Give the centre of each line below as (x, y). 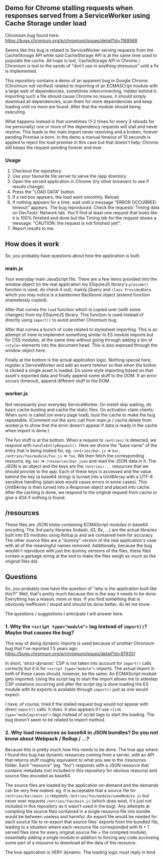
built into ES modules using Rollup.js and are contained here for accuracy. (80, 535)
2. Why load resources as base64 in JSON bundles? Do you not (82, 733)
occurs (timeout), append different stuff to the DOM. (58, 381)
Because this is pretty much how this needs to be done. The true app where (82, 749)
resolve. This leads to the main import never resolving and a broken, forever (82, 132)
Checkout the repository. (37, 171)
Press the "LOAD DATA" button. (44, 192)
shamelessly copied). (26, 300)
